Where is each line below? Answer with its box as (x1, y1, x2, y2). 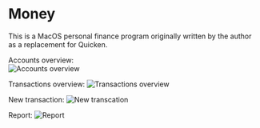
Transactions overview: (8, 79, 86, 89)
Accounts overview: (8, 55, 74, 65)
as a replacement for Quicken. (8, 39, 108, 49)
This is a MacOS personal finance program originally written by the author (8, 31, 252, 41)
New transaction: (8, 94, 65, 104)
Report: (8, 110, 34, 120)
